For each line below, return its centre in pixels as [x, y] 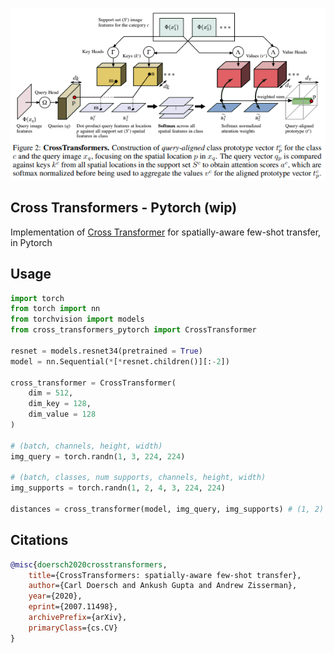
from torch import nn [55, 309]
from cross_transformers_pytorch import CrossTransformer [133, 330]
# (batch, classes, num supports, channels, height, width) [138, 478]
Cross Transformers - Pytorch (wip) [124, 208]
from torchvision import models [77, 319]
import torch [37, 298]
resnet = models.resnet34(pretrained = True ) [106, 351]
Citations [39, 540]
